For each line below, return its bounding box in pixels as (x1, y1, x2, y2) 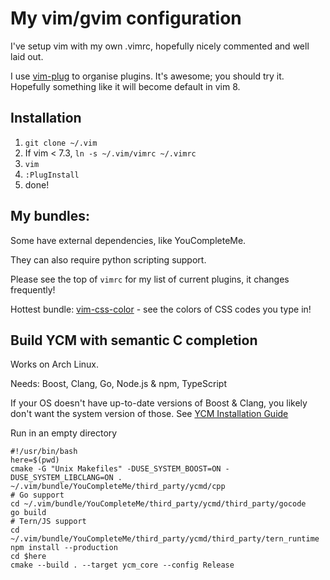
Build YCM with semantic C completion (10, 332, 258, 349)
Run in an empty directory (10, 427, 118, 439)
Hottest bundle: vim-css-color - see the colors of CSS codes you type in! (10, 303, 312, 315)
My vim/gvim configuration (10, 7, 242, 30)
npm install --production (10, 543, 118, 553)
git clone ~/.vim (24, 138, 98, 148)
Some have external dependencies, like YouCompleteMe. (10, 234, 247, 246)
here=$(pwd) (10, 455, 60, 466)
